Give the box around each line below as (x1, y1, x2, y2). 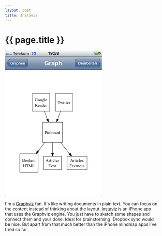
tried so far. (5, 227, 28, 233)
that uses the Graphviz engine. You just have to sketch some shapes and (5, 211, 150, 217)
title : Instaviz (5, 13, 38, 18)
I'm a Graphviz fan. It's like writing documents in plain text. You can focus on (5, 201, 158, 207)
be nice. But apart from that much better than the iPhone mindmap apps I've (5, 221, 157, 227)
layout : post (5, 8, 31, 13)
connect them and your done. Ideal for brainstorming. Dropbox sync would (5, 216, 154, 222)
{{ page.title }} (5, 34, 65, 46)
